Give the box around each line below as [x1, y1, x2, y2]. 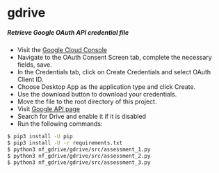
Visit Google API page [17, 105, 81, 113]
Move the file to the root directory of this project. [17, 97, 157, 106]
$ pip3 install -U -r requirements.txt [7, 140, 123, 147]
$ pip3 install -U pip [7, 133, 73, 140]
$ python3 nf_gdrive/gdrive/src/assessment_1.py [7, 146, 151, 153]
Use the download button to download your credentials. [17, 90, 177, 99]
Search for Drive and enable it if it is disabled [17, 113, 147, 121]
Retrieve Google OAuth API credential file [7, 28, 129, 36]
